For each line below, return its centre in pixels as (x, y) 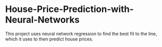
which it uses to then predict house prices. (49, 39)
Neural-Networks (42, 20)
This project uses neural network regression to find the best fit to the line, (81, 33)
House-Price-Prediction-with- (69, 9)
